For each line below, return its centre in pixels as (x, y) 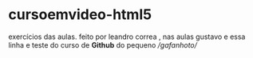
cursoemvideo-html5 (80, 15)
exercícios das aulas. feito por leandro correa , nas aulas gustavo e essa (127, 37)
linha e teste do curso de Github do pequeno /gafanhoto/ (103, 44)
